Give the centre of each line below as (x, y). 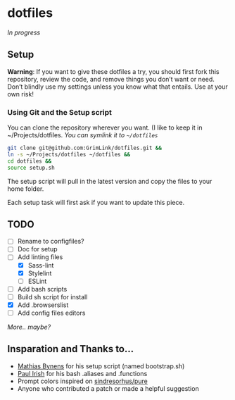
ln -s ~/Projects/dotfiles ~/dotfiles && (69, 154)
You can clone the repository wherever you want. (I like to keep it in (105, 127)
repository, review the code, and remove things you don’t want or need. (111, 79)
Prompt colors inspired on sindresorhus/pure (82, 381)
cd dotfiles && (30, 161)
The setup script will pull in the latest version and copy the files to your (110, 181)
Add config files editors (51, 313)
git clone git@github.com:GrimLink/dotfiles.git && (84, 148)
